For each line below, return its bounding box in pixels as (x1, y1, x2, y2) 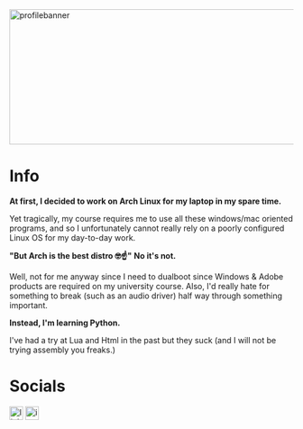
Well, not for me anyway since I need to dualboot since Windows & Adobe (9, 270, 284, 282)
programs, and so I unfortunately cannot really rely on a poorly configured (9, 223, 285, 233)
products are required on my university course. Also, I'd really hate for (9, 280, 271, 291)
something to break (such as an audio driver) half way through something (9, 290, 282, 301)
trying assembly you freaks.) (9, 344, 115, 355)
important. (9, 299, 48, 310)
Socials (9, 376, 66, 397)
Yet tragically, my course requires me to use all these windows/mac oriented (9, 213, 293, 224)
